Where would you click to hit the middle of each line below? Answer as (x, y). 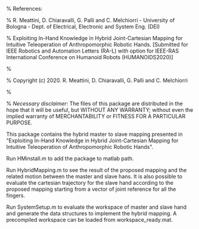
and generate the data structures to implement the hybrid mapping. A (92, 213)
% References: (25, 9)
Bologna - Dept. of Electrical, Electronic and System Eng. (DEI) (83, 27)
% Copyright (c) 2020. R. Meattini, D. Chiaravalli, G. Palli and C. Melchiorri (97, 80)
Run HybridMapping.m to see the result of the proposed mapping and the (97, 170)
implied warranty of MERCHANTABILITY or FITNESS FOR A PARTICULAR (96, 116)
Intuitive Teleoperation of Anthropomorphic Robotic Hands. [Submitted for (97, 45)
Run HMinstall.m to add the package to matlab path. (70, 158)
